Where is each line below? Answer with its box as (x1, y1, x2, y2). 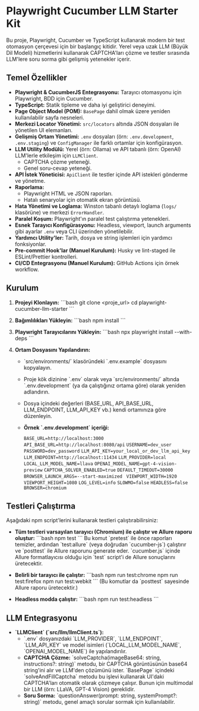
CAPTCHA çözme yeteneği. (23, 158, 91, 165)
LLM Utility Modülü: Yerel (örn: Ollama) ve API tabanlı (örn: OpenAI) (14, 145, 181, 152)
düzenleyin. (23, 412, 52, 419)
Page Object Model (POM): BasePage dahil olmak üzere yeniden (14, 107, 170, 114)
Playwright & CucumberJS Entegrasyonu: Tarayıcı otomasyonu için (14, 88, 182, 96)
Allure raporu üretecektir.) (14, 584, 78, 591)
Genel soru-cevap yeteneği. (23, 164, 92, 171)
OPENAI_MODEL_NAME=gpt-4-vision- (94, 460, 177, 467)
